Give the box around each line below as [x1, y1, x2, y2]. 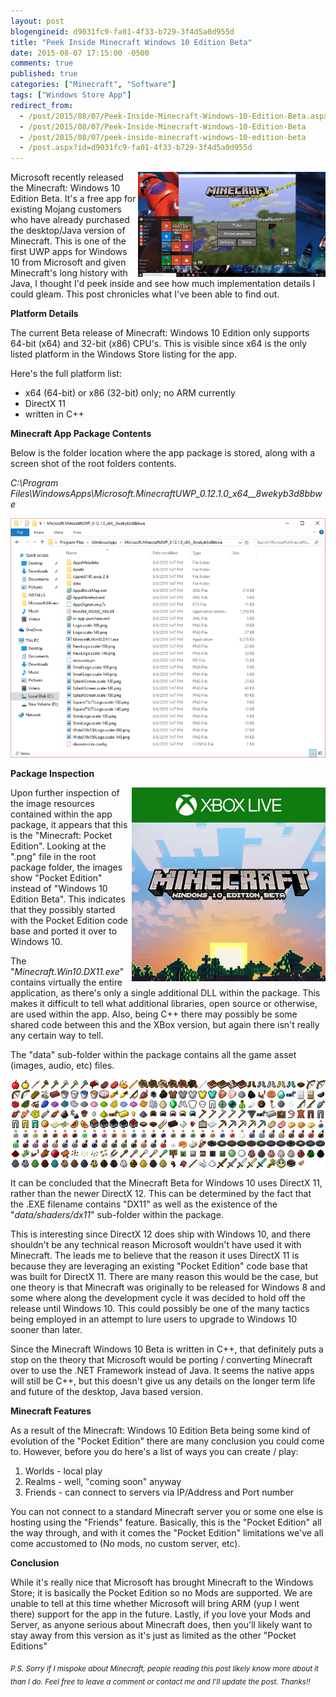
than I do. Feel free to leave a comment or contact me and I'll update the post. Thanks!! [10, 1676, 311, 1687]
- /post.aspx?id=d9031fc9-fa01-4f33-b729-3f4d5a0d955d [19, 143, 253, 153]
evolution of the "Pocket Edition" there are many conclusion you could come [10, 1435, 325, 1447]
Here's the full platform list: [10, 368, 122, 380]
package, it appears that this [10, 819, 128, 831]
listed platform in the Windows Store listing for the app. [10, 348, 237, 360]
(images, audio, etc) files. [10, 1060, 115, 1072]
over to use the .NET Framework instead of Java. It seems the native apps [10, 1364, 315, 1376]
